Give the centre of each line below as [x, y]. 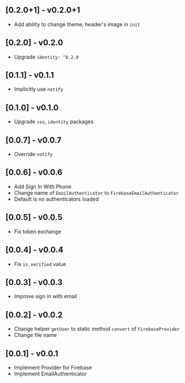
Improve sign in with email [45, 296]
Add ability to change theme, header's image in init [77, 24]
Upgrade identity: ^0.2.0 [46, 57]
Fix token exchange [37, 232]
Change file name [35, 335]
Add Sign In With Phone [42, 187]
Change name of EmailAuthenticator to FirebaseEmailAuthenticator [96, 192]
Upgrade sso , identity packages [54, 122]
